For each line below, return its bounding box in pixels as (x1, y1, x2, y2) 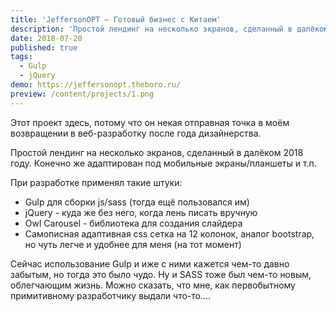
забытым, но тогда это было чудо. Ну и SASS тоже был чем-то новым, (10, 268, 312, 280)
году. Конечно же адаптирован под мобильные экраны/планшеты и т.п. (10, 157, 317, 169)
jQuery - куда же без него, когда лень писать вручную (24, 206, 258, 218)
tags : (10, 52, 33, 62)
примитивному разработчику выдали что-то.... (10, 289, 212, 301)
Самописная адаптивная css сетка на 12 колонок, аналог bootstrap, (24, 227, 315, 240)
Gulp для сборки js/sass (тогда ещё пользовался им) (24, 196, 250, 208)
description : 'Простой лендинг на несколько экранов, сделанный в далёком (10, 24, 329, 34)
